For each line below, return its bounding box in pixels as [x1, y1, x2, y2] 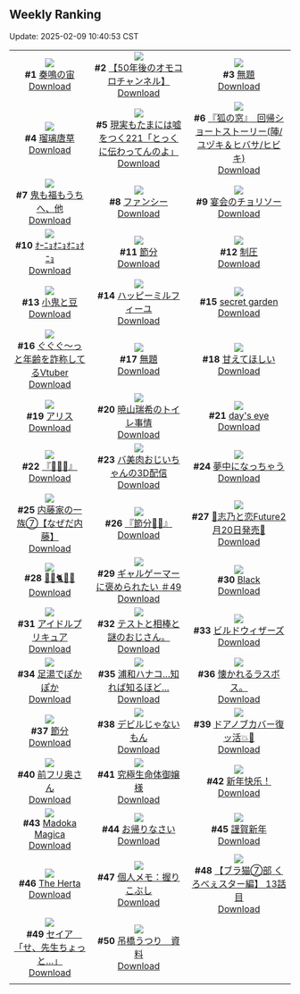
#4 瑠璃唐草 [24, 131, 75, 144]
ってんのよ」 [125, 145, 179, 157]
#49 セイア [26, 928, 74, 940]
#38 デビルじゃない [97, 718, 180, 731]
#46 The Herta [19, 877, 81, 890]
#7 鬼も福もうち [16, 188, 84, 201]
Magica [34, 828, 66, 840]
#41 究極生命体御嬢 [97, 768, 180, 781]
